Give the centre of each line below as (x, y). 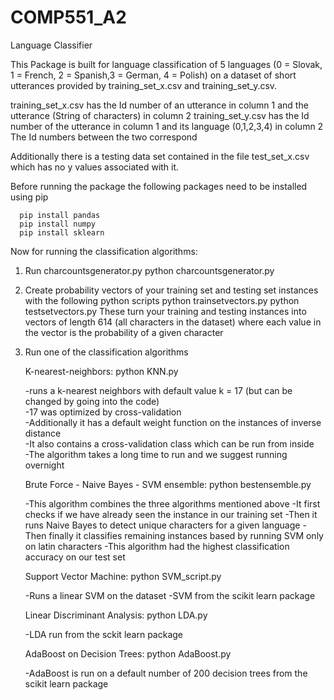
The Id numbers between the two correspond (104, 137)
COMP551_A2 (68, 17)
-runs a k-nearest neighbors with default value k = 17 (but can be (158, 390)
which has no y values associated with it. (95, 167)
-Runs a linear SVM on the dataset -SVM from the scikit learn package (170, 595)
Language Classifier (51, 45)
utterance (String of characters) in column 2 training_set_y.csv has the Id (160, 115)
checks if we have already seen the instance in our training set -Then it (171, 514)
